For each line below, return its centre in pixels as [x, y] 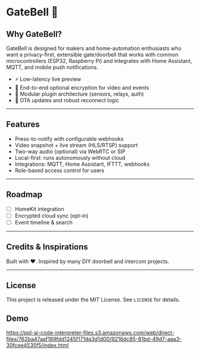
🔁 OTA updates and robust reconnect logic [67, 100]
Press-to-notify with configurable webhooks [69, 138]
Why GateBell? [34, 34]
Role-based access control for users [60, 170]
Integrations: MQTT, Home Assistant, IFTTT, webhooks [82, 164]
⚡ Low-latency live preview [48, 79]
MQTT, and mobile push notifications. [52, 67]
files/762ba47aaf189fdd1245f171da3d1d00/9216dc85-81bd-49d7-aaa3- [94, 339]
